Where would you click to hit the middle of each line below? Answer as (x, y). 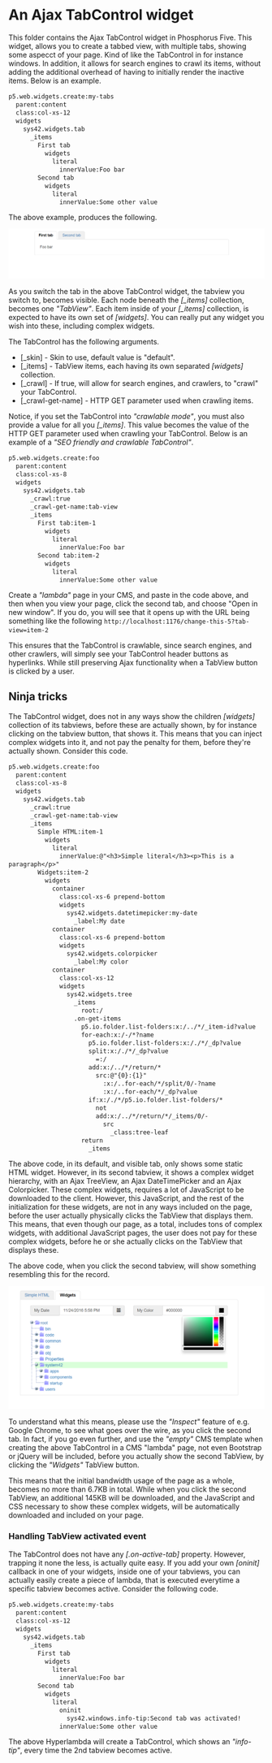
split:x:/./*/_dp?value (128, 1051)
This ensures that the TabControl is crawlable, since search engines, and (130, 645)
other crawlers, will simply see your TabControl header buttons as (119, 654)
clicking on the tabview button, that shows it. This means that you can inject (135, 734)
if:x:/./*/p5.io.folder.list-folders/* (155, 1100)
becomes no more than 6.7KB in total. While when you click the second (127, 1489)
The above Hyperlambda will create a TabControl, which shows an (119, 1741)
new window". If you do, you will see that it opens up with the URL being (129, 612)
